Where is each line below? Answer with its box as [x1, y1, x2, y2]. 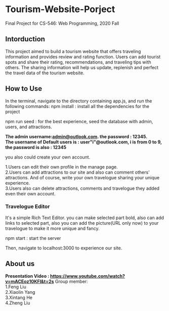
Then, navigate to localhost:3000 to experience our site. [5, 245, 122, 251]
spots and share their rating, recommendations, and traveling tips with [5, 59, 152, 65]
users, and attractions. [5, 124, 52, 130]
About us [5, 260, 35, 268]
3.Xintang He [5, 294, 33, 300]
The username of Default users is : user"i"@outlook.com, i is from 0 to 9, [5, 139, 162, 145]
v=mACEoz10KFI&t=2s [5, 278, 54, 284]
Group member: [55, 278, 88, 284]
